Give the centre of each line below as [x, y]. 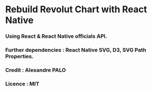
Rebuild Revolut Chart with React [76, 9]
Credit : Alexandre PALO [36, 70]
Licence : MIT [22, 84]
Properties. [20, 56]
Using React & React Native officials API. [56, 36]
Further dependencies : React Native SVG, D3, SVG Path [76, 50]
